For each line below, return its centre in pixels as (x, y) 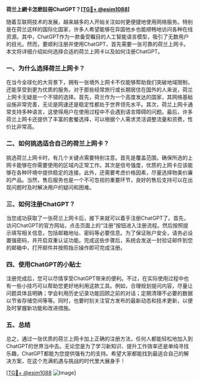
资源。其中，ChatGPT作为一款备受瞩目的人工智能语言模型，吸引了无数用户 (98, 37)
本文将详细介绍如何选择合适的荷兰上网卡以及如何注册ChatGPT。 (85, 52)
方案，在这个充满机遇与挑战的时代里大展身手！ (68, 361)
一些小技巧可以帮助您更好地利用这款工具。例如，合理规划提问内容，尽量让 (102, 286)
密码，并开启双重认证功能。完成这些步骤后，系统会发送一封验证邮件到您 (105, 240)
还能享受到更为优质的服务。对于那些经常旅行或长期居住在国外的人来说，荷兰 (99, 90)
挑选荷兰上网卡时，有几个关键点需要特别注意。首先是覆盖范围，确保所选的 (97, 158)
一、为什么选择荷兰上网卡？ (46, 68)
